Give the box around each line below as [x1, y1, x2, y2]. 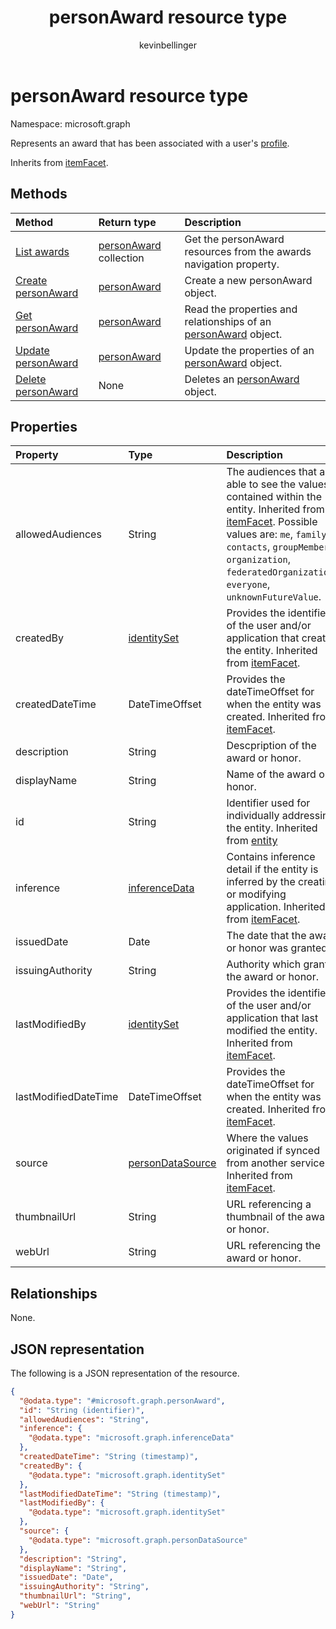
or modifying [226, 887, 287, 901]
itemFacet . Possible [226, 515, 318, 529]
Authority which [226, 957, 302, 971]
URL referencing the [226, 1239, 321, 1253]
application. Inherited [226, 900, 326, 914]
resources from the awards [184, 244, 312, 258]
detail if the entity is [226, 862, 319, 876]
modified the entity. [226, 1024, 318, 1038]
